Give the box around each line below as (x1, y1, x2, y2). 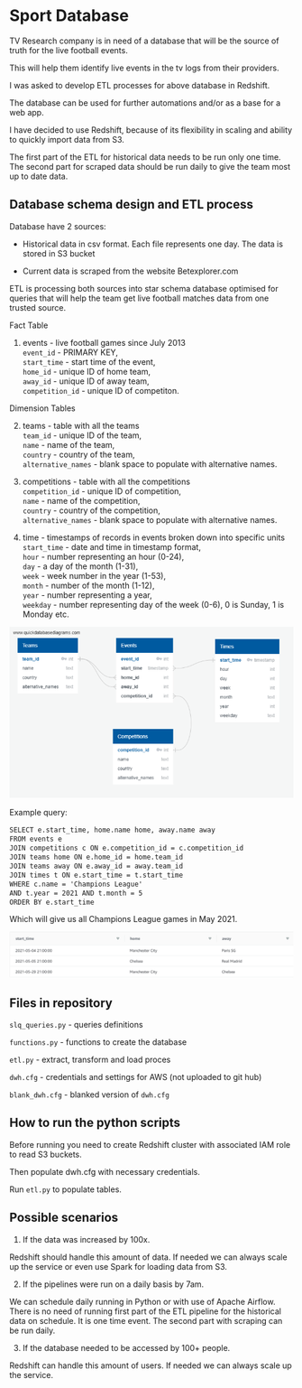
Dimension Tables (9, 403, 76, 414)
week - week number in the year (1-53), (22, 570, 167, 581)
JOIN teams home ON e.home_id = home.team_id (9, 852, 183, 862)
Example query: (9, 806, 68, 817)
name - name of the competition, (22, 495, 141, 506)
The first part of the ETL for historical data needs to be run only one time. (9, 151, 281, 163)
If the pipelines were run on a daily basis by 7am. (22, 1279, 205, 1290)
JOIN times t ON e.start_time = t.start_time (9, 871, 183, 880)
